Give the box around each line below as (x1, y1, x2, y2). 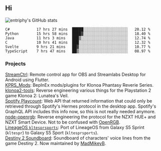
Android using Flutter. (5, 77, 50, 83)
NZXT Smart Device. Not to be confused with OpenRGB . (5, 119, 121, 125)
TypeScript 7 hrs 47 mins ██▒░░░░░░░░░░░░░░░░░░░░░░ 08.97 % (5, 48, 151, 54)
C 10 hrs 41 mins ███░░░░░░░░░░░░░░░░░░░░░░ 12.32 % (5, 40, 151, 45)
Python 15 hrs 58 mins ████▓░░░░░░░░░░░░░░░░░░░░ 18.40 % (5, 31, 151, 36)
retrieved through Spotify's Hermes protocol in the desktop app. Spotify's (5, 103, 157, 109)
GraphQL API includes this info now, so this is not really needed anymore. (5, 109, 156, 115)
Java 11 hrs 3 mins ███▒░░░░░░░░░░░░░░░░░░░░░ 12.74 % (5, 35, 151, 40)
